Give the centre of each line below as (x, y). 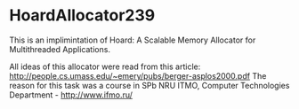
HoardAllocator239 (82, 16)
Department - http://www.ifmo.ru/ (71, 95)
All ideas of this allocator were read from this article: (105, 66)
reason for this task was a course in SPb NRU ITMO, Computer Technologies (149, 85)
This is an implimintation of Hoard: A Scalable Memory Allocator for (133, 40)
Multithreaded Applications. (60, 49)
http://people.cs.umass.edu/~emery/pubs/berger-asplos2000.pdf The (138, 75)
